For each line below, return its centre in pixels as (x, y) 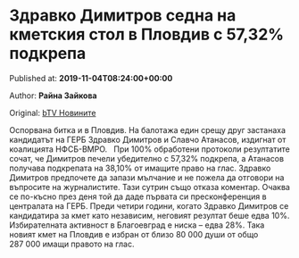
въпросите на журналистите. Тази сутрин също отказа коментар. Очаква (149, 187)
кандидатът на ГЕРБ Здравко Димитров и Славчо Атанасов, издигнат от (148, 139)
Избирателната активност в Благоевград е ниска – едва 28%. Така (137, 225)
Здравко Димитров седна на (123, 16)
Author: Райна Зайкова (53, 96)
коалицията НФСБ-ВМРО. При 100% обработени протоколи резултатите (149, 149)
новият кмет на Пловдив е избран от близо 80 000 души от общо (134, 234)
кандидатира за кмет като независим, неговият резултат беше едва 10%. (149, 215)
